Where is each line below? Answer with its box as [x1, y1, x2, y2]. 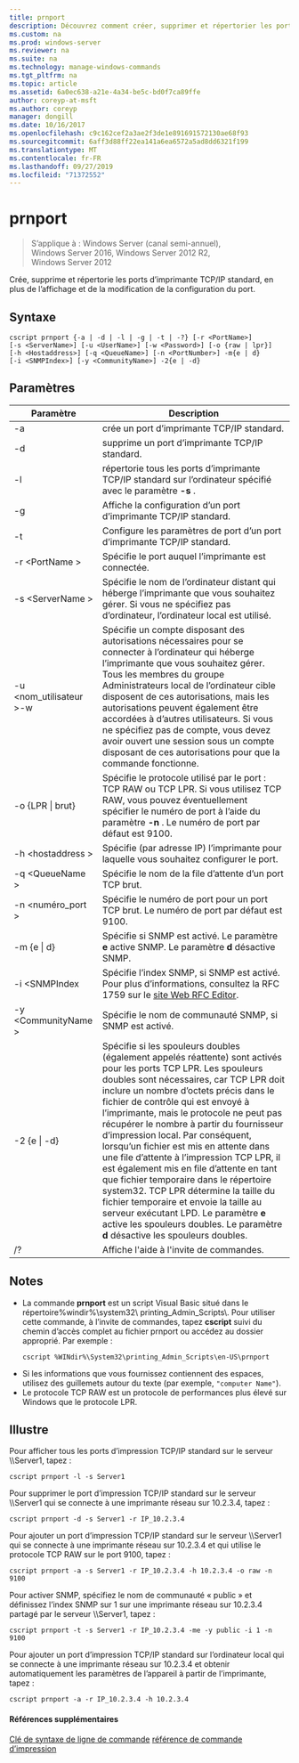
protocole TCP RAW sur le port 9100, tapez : [9, 1549, 171, 1560]
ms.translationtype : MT [9, 145, 98, 154]
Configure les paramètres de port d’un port [101, 524, 282, 537]
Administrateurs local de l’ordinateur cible [101, 678, 276, 691]
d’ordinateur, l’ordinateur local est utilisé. [101, 609, 271, 622]
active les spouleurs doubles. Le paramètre [101, 1217, 283, 1230]
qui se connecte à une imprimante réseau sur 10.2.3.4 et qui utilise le [9, 1540, 262, 1550]
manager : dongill [9, 112, 74, 121]
